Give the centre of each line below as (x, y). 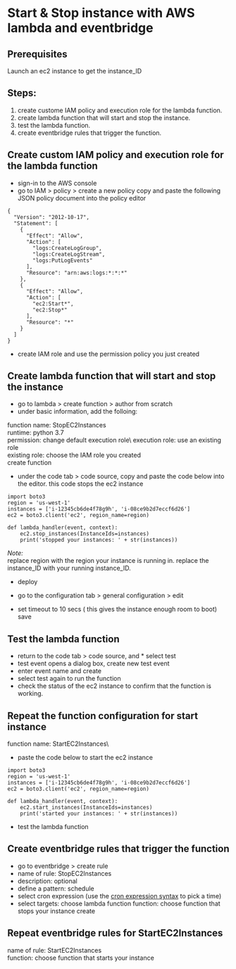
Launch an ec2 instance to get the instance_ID (75, 71)
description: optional (47, 881)
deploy (27, 582)
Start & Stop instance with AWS (101, 13)
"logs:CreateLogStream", (69, 254)
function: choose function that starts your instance (81, 958)
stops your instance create (56, 911)
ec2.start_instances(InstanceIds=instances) (86, 808)
